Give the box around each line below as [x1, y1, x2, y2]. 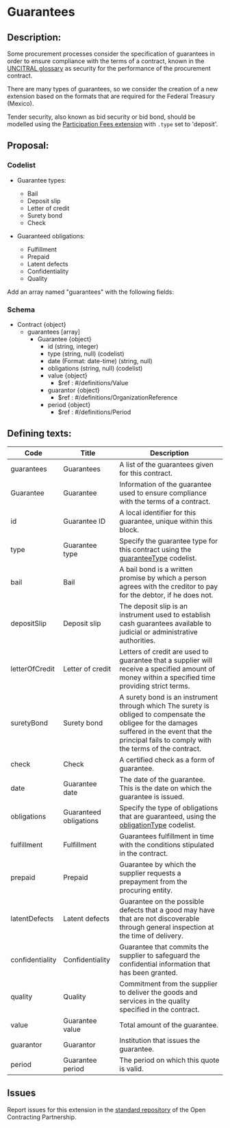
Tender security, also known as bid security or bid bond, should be [7, 113, 196, 121]
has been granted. [119, 967, 178, 977]
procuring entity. [119, 885, 173, 895]
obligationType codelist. [119, 820, 196, 829]
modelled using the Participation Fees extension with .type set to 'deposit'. [7, 120, 218, 128]
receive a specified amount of [119, 664, 216, 674]
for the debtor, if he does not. [119, 590, 214, 599]
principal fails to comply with [119, 735, 212, 745]
